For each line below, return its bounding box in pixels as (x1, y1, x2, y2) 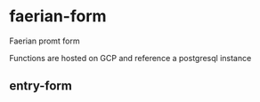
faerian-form (9, 6, 107, 27)
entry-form (9, 78, 73, 94)
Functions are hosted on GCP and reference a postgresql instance (9, 52, 252, 63)
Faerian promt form (9, 35, 80, 46)
